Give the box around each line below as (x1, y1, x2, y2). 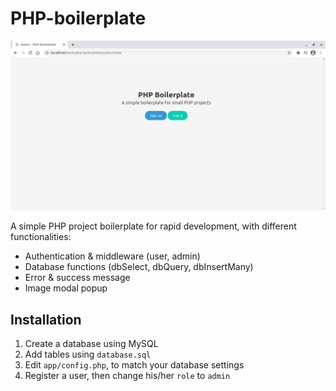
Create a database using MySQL (24, 337, 159, 349)
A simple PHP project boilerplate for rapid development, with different (10, 220, 297, 232)
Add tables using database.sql (24, 348, 152, 360)
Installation (10, 311, 82, 328)
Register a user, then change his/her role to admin (24, 369, 231, 381)
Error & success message (24, 272, 131, 284)
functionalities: (10, 231, 72, 243)
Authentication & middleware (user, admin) (24, 250, 201, 262)
